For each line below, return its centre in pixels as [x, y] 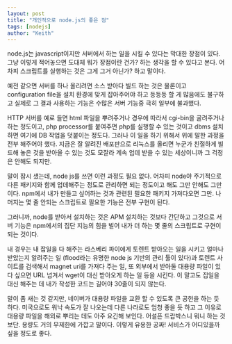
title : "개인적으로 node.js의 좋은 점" [58, 20]
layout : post [26, 14]
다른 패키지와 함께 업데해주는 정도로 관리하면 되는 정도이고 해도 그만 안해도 [108, 185]
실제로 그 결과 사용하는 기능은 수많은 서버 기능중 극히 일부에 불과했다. [108, 103]
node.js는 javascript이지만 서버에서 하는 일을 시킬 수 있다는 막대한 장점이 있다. [114, 54]
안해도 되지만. [33, 161]
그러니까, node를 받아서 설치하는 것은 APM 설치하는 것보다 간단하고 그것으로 [111, 217]
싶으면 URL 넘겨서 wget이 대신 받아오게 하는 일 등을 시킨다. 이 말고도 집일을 [117, 275]
